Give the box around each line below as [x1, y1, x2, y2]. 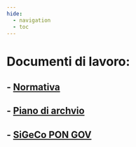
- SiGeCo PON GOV [6, 129, 92, 141]
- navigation [13, 17, 51, 24]
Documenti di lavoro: [6, 53, 130, 69]
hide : [6, 10, 22, 17]
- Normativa [6, 81, 60, 93]
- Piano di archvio [6, 105, 85, 117]
